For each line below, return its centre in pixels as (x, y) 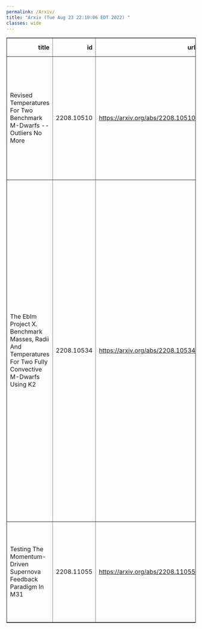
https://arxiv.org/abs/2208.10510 (147, 118)
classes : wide (24, 23)
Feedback (24, 580)
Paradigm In (27, 587)
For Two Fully (29, 362)
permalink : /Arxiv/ (31, 12)
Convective (26, 370)
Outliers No (26, 133)
